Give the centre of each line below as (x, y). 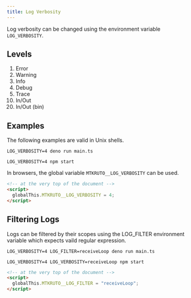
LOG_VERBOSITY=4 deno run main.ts (50, 151)
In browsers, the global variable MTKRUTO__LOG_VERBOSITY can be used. (93, 173)
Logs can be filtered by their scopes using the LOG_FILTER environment (96, 234)
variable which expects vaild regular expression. (67, 240)
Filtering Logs (33, 220)
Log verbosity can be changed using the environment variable (84, 29)
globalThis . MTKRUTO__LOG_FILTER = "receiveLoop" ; (75, 284)
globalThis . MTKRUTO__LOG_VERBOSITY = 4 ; (63, 195)
